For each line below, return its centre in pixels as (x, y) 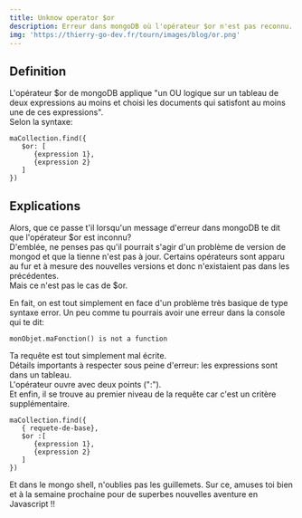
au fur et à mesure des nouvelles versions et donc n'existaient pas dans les (150, 266)
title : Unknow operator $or (62, 18)
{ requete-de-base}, (60, 428)
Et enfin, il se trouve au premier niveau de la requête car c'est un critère (143, 394)
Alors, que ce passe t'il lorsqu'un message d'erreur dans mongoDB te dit (145, 228)
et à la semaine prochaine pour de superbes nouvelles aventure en (134, 494)
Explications (45, 206)
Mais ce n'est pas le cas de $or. (69, 285)
